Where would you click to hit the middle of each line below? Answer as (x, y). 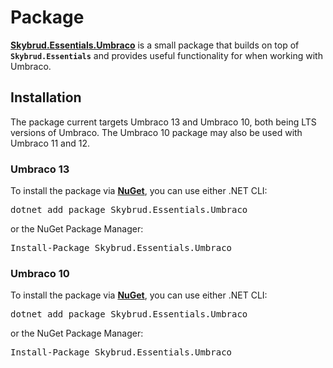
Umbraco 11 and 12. (50, 143)
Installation (46, 97)
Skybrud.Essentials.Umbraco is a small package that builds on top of (155, 45)
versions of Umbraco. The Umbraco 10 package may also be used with (156, 132)
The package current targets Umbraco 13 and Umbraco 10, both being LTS (163, 122)
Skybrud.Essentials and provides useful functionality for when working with (166, 55)
